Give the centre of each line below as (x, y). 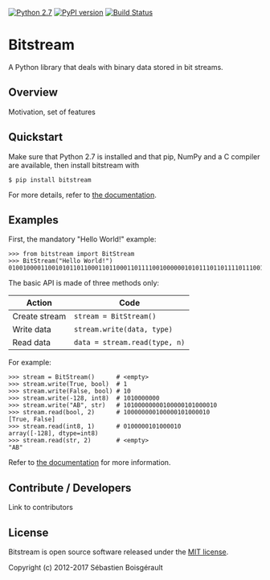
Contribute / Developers (70, 488)
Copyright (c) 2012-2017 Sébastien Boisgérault (86, 568)
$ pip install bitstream (50, 180)
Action (39, 303)
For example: (30, 363)
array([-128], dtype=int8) (53, 434)
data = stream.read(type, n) (129, 343)
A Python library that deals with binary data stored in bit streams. (116, 67)
